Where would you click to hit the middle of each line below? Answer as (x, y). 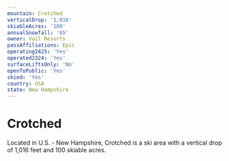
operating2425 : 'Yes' (38, 52)
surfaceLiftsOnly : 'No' (41, 64)
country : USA (26, 84)
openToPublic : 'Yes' (37, 71)
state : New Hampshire (38, 90)
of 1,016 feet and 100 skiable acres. (57, 150)
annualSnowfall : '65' (38, 33)
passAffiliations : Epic (41, 45)
